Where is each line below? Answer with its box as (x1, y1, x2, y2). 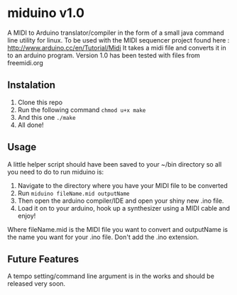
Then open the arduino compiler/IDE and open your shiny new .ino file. (17, 196, 224, 205)
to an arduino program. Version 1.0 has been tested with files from (7, 51, 201, 60)
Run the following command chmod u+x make (17, 105, 146, 114)
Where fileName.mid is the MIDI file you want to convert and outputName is (7, 225, 228, 233)
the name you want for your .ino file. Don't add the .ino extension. (7, 233, 199, 241)
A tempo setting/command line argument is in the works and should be (7, 272, 215, 281)
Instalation (7, 79, 55, 91)
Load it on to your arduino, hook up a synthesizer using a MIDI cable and (17, 204, 231, 212)
